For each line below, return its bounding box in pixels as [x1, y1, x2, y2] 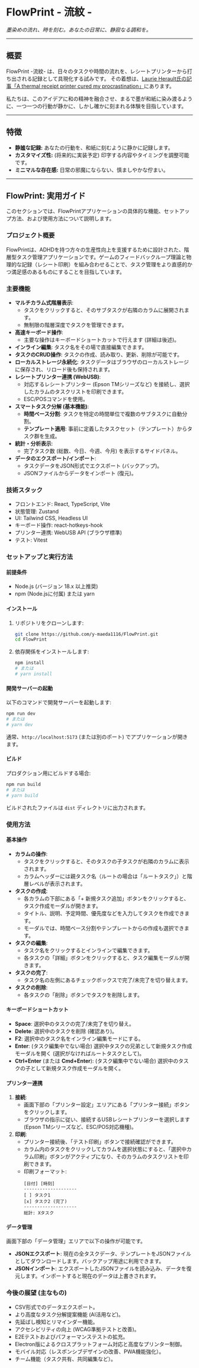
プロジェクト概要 [6, 231, 55, 240]
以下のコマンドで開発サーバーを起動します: [6, 699, 111, 706]
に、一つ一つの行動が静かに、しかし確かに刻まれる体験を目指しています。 [6, 102, 187, 110]
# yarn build [6, 793, 38, 798]
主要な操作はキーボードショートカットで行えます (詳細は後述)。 [23, 336, 179, 343]
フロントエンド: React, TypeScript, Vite [14, 501, 111, 508]
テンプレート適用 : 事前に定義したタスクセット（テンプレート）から [23, 425, 188, 432]
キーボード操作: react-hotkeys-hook [14, 521, 103, 529]
